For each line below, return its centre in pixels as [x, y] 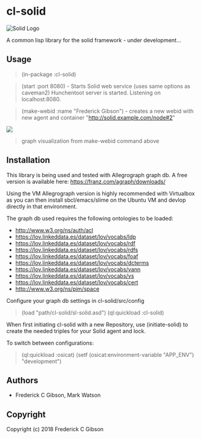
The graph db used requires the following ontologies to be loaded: [90, 218]
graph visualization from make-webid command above [90, 141]
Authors [22, 380]
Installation [28, 160]
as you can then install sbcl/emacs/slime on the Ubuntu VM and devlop [96, 200]
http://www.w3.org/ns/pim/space [57, 289]
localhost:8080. [41, 99]
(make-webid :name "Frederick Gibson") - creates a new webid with [108, 111]
